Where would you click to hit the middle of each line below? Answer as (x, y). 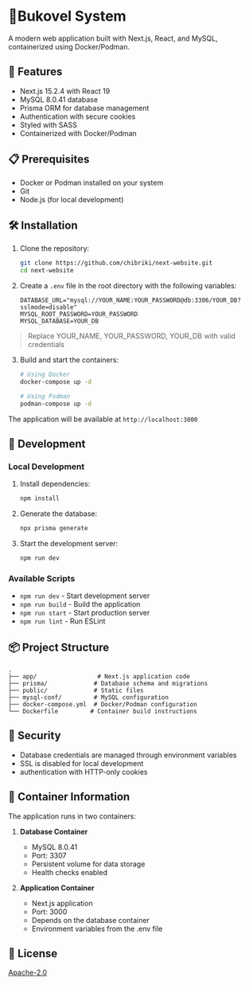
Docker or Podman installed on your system (91, 182)
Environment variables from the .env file (97, 928)
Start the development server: (69, 544)
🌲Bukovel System (67, 16)
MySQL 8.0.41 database (58, 100)
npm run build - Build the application (80, 604)
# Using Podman (45, 396)
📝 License (33, 954)
